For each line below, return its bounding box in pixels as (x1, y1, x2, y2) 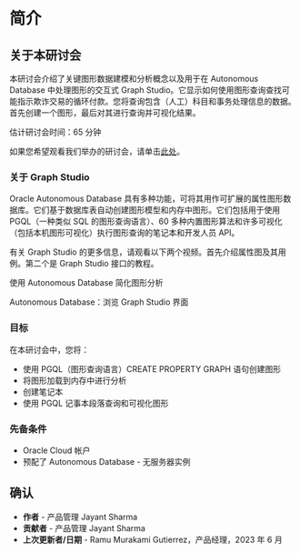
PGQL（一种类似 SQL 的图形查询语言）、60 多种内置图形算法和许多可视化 (9, 216, 283, 227)
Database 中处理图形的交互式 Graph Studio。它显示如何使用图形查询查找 (9, 85, 283, 96)
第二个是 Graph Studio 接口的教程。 (25, 258, 159, 269)
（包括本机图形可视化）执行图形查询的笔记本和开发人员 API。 (9, 227, 240, 238)
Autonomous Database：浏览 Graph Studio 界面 (9, 297, 189, 307)
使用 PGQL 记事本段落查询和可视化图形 (22, 397, 169, 408)
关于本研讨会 (9, 47, 82, 63)
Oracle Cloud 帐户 (22, 445, 91, 456)
